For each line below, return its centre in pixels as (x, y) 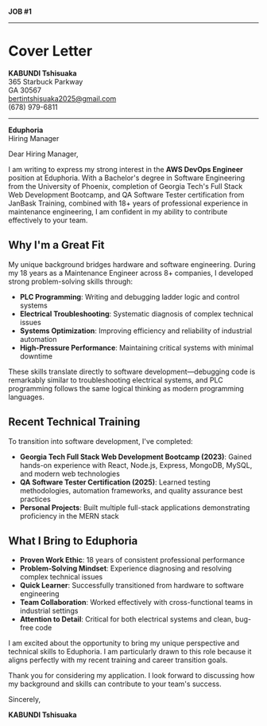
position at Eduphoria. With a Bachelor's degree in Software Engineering (127, 178)
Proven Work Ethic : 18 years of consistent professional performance (132, 560)
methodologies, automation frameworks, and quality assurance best (131, 490)
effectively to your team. (48, 220)
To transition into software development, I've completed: (101, 441)
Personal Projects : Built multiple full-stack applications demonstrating (135, 507)
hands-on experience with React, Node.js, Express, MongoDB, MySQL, (136, 465)
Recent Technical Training (74, 422)
